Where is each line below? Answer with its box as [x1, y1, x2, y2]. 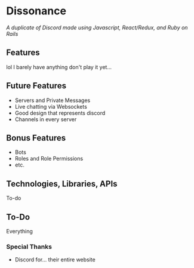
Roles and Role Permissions [14, 155, 84, 162]
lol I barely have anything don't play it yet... [6, 63, 112, 70]
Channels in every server [14, 115, 77, 123]
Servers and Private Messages [14, 97, 91, 104]
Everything [6, 228, 33, 235]
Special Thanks [6, 242, 53, 251]
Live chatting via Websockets [14, 103, 88, 110]
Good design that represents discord [14, 109, 106, 116]
